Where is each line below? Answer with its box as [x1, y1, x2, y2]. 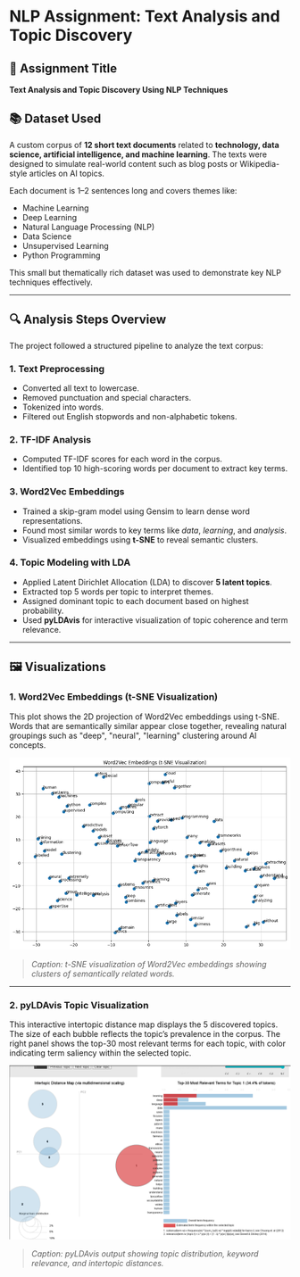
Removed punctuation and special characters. [21, 392, 192, 402]
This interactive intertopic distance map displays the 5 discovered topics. [9, 1019, 279, 1030]
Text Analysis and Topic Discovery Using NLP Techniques [9, 85, 229, 95]
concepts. [9, 739, 46, 750]
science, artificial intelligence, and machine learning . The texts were [9, 149, 268, 160]
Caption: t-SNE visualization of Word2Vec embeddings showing [30, 958, 267, 969]
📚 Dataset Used [9, 112, 102, 127]
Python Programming [21, 250, 101, 261]
